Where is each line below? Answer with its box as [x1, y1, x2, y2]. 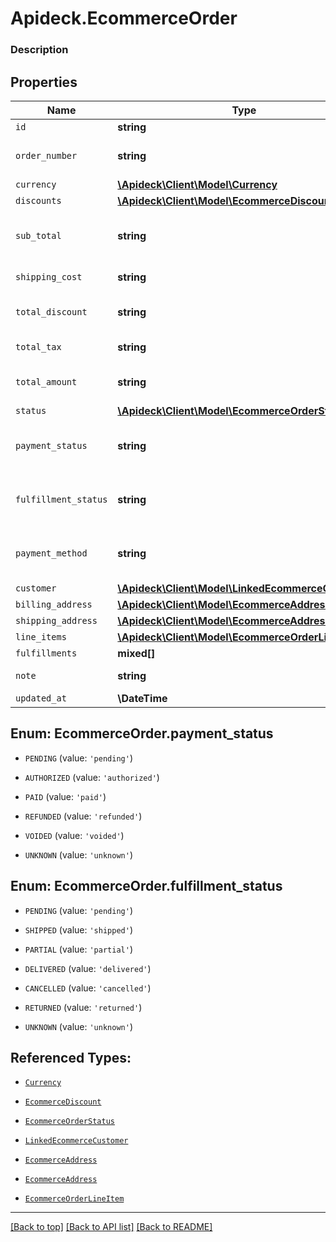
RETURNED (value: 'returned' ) [24, 1001, 143, 1013]
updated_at [15, 692, 67, 704]
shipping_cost [15, 271, 83, 282]
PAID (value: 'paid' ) [24, 790, 107, 802]
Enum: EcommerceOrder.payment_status [10, 725, 274, 742]
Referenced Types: [10, 1049, 132, 1066]
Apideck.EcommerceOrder [10, 7, 238, 30]
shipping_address [15, 615, 98, 626]
